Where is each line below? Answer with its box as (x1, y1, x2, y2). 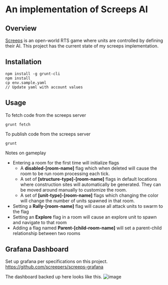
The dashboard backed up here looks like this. (5, 274, 103, 280)
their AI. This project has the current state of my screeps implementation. (5, 43, 159, 49)
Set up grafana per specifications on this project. (5, 258, 108, 265)
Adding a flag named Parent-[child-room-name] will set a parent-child (12, 225, 162, 231)
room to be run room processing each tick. (20, 170, 110, 177)
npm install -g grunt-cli (5, 71, 60, 76)
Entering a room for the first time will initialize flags (12, 159, 120, 165)
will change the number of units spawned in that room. (20, 198, 135, 204)
